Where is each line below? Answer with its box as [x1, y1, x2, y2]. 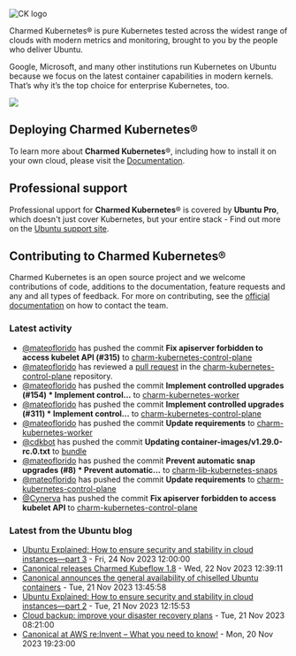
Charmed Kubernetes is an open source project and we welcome [9, 272, 246, 283]
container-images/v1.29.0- [180, 436, 283, 446]
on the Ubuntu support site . [9, 223, 110, 233]
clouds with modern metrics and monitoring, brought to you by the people [9, 35, 278, 45]
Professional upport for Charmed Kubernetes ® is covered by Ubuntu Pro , [9, 204, 279, 215]
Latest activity [9, 323, 72, 335]
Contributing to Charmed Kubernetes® [9, 248, 227, 264]
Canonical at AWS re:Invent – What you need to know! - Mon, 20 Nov [21, 629, 274, 640]
